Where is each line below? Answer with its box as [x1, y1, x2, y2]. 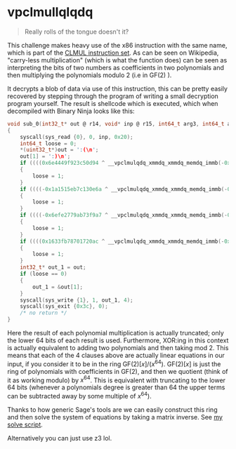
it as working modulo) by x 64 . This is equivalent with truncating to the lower [7, 375, 226, 384]
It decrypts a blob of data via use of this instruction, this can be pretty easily [7, 84, 228, 93]
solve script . [7, 420, 44, 429]
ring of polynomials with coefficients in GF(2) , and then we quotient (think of [7, 367, 228, 375]
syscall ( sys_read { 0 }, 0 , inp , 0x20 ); [20, 133, 133, 140]
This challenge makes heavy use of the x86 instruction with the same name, [7, 41, 228, 49]
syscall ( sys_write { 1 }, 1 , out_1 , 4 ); [20, 296, 133, 304]
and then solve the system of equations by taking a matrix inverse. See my [7, 413, 223, 422]
